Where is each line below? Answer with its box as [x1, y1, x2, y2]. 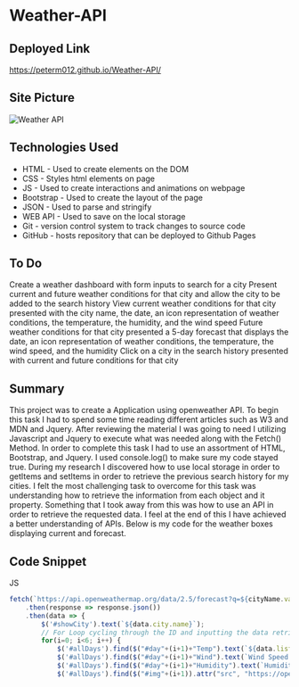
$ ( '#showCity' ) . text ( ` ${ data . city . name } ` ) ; [41, 619, 205, 629]
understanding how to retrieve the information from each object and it [9, 490, 265, 501]
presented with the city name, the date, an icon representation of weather [9, 308, 279, 319]
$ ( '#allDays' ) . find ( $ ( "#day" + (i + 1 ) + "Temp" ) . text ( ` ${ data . [56, 644, 277, 654]
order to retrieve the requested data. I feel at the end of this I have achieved [9, 509, 287, 520]
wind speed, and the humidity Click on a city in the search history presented [9, 345, 289, 357]
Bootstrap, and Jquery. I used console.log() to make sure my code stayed [9, 452, 279, 463]
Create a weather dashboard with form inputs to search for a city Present [9, 279, 278, 290]
